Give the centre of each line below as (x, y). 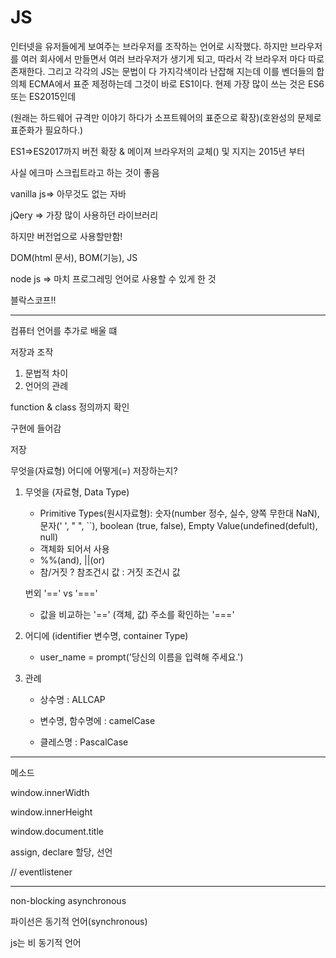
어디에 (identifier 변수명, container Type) (106, 635)
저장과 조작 (32, 352)
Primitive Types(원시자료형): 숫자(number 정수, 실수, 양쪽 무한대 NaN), (179, 513)
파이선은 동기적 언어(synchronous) (79, 921)
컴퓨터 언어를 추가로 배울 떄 (64, 330)
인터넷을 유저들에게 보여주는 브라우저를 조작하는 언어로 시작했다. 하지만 (149, 46)
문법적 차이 (46, 373)
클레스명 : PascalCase (84, 742)
